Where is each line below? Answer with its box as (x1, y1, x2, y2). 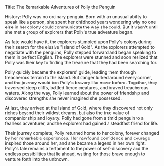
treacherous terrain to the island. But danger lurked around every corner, (5, 75, 152, 80)
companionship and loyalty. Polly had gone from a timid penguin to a (5, 115, 144, 121)
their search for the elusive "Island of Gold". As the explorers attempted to (5, 44, 155, 50)
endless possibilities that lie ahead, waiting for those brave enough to (5, 151, 146, 157)
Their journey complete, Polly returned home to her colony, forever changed (5, 130, 160, 136)
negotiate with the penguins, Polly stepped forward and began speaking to (5, 49, 156, 55)
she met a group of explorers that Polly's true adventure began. (5, 29, 134, 35)
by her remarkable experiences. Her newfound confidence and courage (5, 135, 151, 141)
